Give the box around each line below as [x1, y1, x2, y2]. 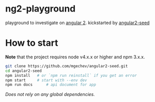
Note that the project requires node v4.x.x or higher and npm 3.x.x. [5, 54, 145, 60]
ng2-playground [5, 3, 76, 15]
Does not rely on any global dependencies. [5, 91, 95, 97]
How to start [5, 37, 58, 49]
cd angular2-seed [5, 68, 42, 73]
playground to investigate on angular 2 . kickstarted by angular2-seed [5, 20, 150, 26]
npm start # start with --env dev [5, 77, 87, 83]
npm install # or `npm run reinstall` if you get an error [5, 73, 137, 78]
